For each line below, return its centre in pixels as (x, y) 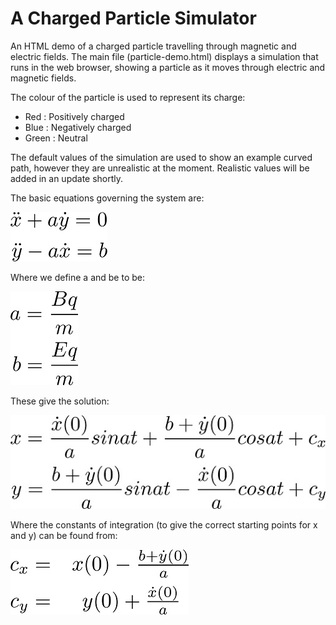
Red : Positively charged (74, 116)
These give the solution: (60, 401)
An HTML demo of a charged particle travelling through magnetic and (153, 46)
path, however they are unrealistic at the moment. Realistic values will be (160, 168)
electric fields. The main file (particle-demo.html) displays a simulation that (164, 56)
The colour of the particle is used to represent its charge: (128, 97)
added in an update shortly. (67, 178)
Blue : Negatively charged (78, 127)
